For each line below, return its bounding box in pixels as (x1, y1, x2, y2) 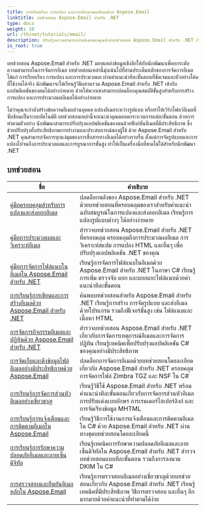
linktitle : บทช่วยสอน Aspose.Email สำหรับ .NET (7, 15, 119, 21)
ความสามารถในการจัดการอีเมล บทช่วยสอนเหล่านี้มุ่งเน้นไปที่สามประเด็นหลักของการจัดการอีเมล (7, 66, 193, 74)
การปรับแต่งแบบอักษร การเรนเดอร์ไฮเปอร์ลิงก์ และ (79, 397, 194, 405)
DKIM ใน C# (79, 462, 114, 470)
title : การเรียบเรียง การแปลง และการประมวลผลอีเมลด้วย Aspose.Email (7, 9, 150, 15)
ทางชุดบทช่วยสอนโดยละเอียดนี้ (79, 429, 150, 438)
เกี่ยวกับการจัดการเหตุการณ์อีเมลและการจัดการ (79, 331, 184, 339)
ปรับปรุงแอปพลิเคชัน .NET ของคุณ (79, 248, 160, 257)
